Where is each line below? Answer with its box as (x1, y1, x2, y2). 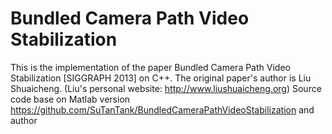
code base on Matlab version (10, 93, 131, 105)
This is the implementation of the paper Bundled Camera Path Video (10, 61, 291, 73)
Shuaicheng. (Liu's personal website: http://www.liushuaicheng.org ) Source (10, 82, 322, 94)
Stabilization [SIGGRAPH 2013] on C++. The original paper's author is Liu (10, 72, 312, 84)
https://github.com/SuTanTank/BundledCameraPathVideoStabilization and (10, 103, 315, 116)
